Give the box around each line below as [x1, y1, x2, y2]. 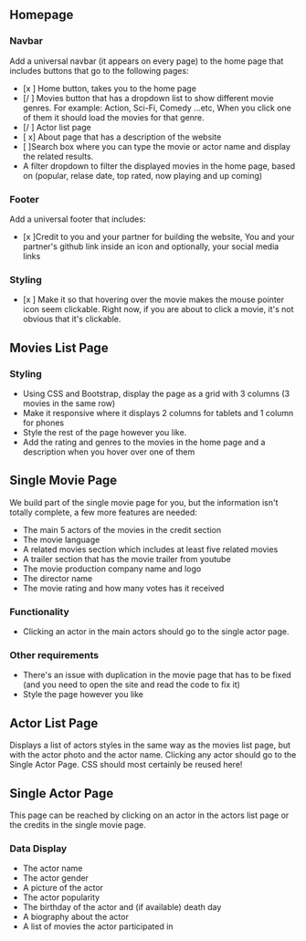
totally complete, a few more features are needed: [9, 507, 198, 518]
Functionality [9, 605, 70, 618]
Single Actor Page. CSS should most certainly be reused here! [9, 759, 243, 770]
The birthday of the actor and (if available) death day [22, 902, 222, 913]
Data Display [9, 842, 67, 854]
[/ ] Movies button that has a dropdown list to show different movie [22, 92, 274, 103]
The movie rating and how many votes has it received [22, 582, 225, 593]
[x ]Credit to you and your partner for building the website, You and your [22, 231, 295, 242]
